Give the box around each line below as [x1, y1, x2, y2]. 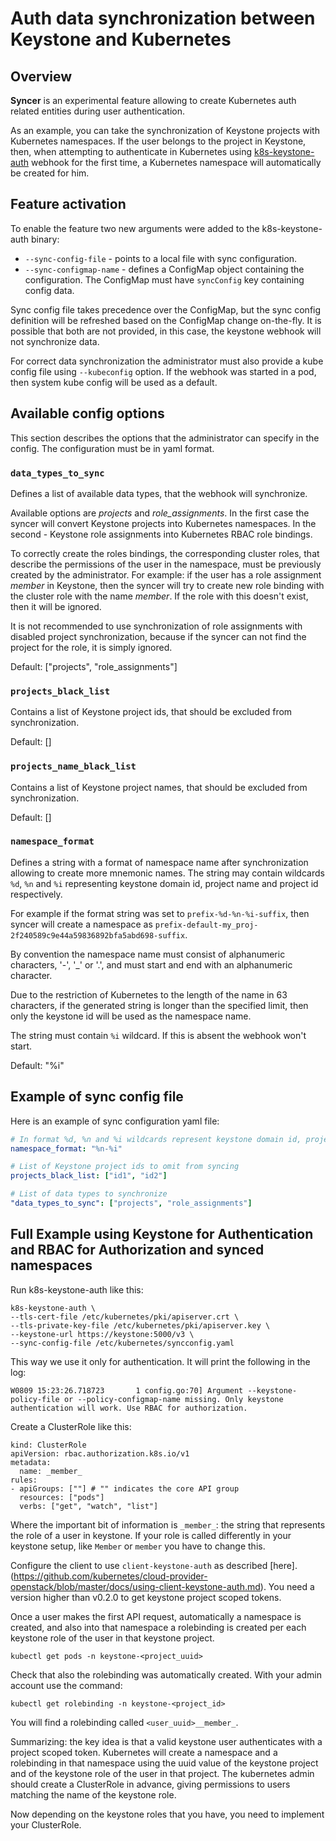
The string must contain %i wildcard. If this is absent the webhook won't [10, 1029, 307, 1041]
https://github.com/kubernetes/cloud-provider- [13, 1570, 208, 1582]
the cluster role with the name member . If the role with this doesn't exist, [10, 590, 309, 602]
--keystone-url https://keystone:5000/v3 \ [10, 1329, 195, 1339]
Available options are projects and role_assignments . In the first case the [10, 507, 310, 519]
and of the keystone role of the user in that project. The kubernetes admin [10, 1767, 315, 1779]
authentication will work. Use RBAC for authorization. [10, 1403, 248, 1413]
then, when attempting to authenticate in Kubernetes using [10, 146, 253, 157]
